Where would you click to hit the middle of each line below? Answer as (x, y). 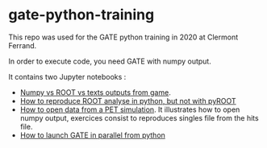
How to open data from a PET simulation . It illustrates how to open (130, 109)
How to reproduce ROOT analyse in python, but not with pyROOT (128, 101)
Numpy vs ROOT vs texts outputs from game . (95, 92)
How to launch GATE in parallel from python (92, 135)
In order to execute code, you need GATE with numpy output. (110, 61)
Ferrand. (23, 45)
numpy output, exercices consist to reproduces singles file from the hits (140, 117)
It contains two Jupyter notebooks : (67, 76)
